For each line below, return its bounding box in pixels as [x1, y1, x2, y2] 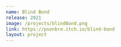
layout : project [5, 32, 47, 38]
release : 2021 [5, 15, 42, 21]
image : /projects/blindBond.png [5, 20, 88, 26]
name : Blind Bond [5, 9, 50, 15]
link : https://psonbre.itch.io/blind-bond [5, 26, 115, 32]
